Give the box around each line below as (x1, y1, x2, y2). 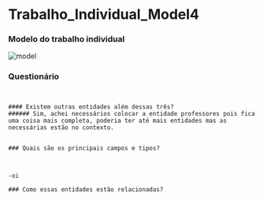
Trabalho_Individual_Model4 (8, 6, 199, 24)
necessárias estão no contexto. (8, 124, 114, 131)
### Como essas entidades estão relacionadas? (8, 185, 164, 194)
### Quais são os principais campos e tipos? (8, 144, 160, 152)
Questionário (8, 71, 60, 82)
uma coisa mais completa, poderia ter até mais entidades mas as (8, 117, 227, 124)
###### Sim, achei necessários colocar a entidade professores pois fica (8, 109, 256, 117)
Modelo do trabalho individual (8, 34, 125, 45)
